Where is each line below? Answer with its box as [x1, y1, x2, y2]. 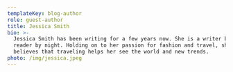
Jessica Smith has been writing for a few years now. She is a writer [13, 36, 222, 43]
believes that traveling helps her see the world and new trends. [13, 49, 209, 56]
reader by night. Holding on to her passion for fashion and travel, [13, 42, 218, 49]
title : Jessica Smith [7, 23, 70, 29]
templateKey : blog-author [7, 10, 82, 17]
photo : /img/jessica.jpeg [7, 55, 82, 62]
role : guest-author [7, 16, 64, 23]
